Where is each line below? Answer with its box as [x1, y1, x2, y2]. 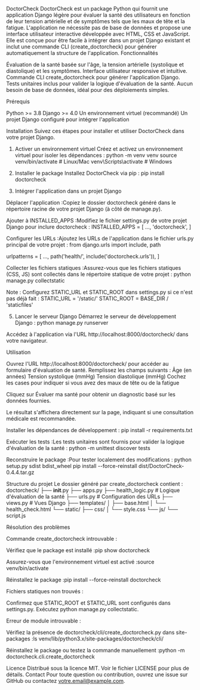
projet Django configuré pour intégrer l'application [6, 116, 130, 123]
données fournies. [6, 397, 51, 404]
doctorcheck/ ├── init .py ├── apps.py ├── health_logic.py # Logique [6, 486, 180, 494]
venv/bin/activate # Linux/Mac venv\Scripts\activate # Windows [14, 158, 173, 165]
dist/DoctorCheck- [138, 463, 184, 469]
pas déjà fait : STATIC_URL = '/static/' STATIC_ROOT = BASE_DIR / [6, 295, 169, 302]
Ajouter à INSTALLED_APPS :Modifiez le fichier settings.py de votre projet [6, 217, 187, 224]
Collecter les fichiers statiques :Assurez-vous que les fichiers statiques [6, 264, 181, 271]
